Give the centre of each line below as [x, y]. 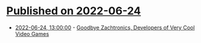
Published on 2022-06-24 [74, 11]
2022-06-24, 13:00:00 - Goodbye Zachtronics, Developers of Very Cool [105, 27]
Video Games [32, 33]
